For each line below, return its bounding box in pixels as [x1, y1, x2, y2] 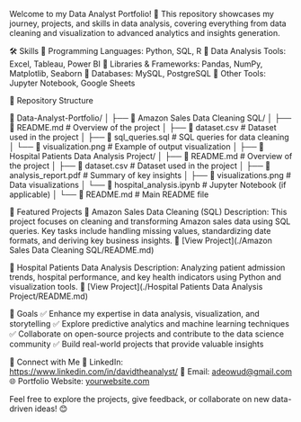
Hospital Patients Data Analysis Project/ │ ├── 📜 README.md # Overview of [9, 151, 293, 161]
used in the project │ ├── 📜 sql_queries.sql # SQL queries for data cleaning [9, 131, 289, 142]
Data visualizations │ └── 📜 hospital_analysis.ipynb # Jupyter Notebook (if [9, 180, 287, 190]
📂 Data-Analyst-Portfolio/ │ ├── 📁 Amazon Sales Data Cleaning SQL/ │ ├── [9, 112, 292, 123]
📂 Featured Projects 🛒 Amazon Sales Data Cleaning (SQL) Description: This [9, 207, 288, 217]
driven [9, 403, 33, 414]
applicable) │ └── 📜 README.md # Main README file [9, 189, 209, 200]
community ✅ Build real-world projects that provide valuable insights [9, 338, 264, 349]
